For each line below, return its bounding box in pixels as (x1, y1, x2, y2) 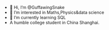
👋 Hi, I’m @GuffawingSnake (9, 5, 65, 10)
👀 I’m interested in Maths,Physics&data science (9, 10, 104, 15)
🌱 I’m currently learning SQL (9, 15, 66, 20)
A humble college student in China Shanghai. (9, 20, 100, 25)
